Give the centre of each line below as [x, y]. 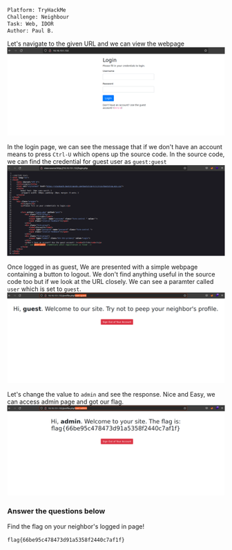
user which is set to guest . [44, 289]
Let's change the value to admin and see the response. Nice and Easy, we [111, 394]
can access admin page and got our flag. [66, 401]
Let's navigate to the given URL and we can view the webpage [96, 44]
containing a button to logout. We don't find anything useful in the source [111, 274]
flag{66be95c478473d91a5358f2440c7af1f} [66, 540]
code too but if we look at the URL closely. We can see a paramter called [110, 281]
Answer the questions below [56, 511]
